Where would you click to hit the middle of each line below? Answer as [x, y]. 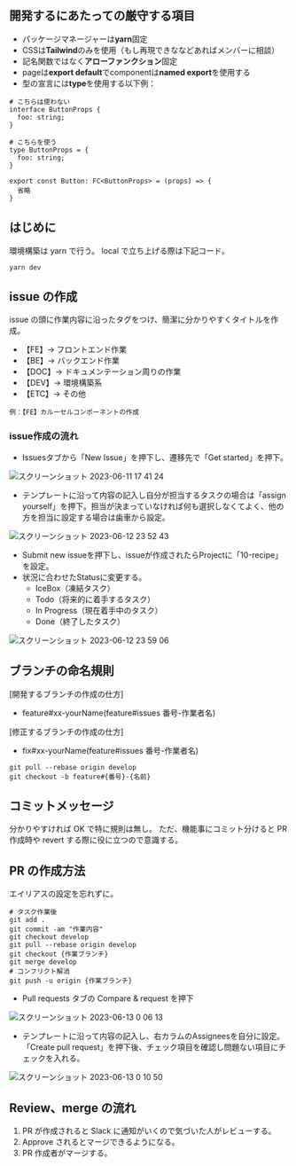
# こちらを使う [33, 142]
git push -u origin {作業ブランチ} [71, 981]
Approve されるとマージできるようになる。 [101, 1141]
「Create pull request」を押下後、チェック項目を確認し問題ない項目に [150, 1047]
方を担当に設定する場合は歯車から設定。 [96, 517]
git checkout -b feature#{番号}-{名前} [80, 777]
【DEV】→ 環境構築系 [62, 383]
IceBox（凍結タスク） [75, 588]
